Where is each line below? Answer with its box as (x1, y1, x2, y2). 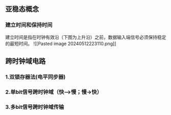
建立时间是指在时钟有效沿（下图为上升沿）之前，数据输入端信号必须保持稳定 (5, 34, 166, 40)
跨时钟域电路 (5, 57, 46, 65)
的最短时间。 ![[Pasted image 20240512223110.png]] (5, 40, 116, 47)
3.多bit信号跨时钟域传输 (5, 103, 64, 110)
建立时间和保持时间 (5, 21, 53, 29)
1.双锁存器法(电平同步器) (5, 74, 66, 80)
